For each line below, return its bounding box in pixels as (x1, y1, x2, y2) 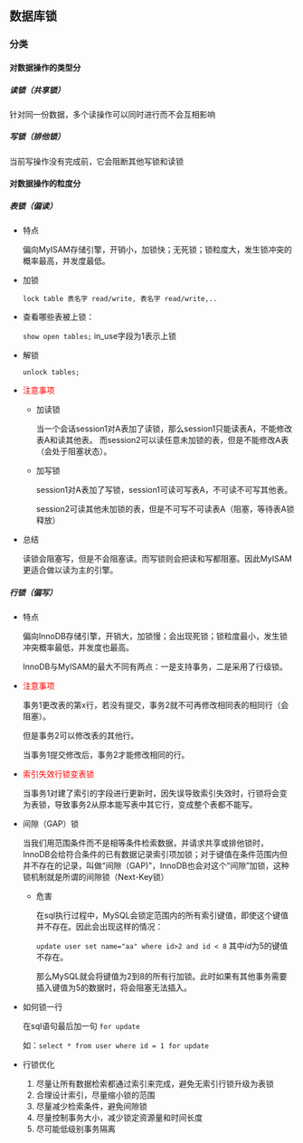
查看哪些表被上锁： (22, 311, 95, 323)
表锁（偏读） (9, 201, 57, 212)
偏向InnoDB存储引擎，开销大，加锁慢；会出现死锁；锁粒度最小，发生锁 (22, 631, 288, 642)
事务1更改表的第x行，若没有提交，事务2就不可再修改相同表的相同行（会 (22, 700, 289, 711)
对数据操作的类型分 (9, 61, 81, 72)
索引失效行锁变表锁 (22, 769, 95, 779)
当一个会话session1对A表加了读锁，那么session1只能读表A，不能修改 (35, 423, 292, 434)
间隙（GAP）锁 (22, 818, 80, 829)
